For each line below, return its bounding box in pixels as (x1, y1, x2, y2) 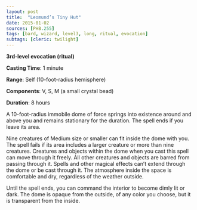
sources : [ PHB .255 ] (6, 25, 55, 32)
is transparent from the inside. (6, 197, 81, 204)
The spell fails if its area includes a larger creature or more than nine (6, 141, 174, 148)
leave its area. (6, 123, 41, 130)
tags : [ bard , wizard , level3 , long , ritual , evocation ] (6, 31, 148, 37)
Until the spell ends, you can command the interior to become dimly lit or (6, 184, 185, 192)
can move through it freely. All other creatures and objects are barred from (6, 154, 190, 161)
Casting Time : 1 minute (6, 64, 64, 72)
